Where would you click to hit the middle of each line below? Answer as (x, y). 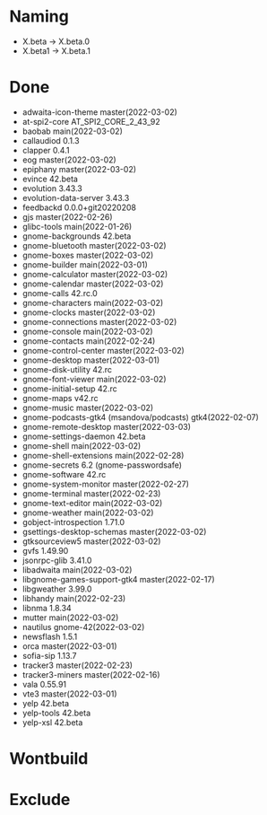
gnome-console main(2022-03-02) (88, 331)
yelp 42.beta (46, 703)
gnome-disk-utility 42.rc (67, 369)
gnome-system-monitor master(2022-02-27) (106, 484)
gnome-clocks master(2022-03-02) (89, 312)
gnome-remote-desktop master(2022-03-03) (106, 426)
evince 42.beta (50, 179)
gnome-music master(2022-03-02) (88, 407)
